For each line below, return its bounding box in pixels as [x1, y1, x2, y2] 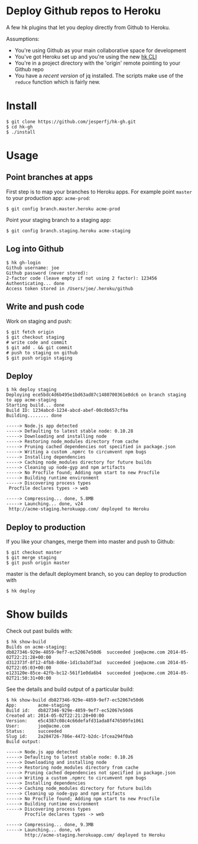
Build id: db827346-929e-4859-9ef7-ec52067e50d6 [6, 707, 134, 713]
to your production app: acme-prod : [6, 194, 90, 201]
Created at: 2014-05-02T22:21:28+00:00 [6, 713, 105, 719]
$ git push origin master [6, 560, 70, 566]
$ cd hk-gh [6, 123, 33, 130]
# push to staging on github [6, 350, 78, 356]
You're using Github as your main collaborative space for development [14, 46, 187, 54]
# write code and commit [6, 339, 67, 345]
